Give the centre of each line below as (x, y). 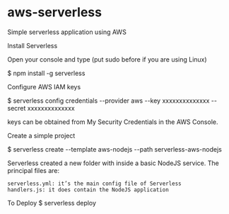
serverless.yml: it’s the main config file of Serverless (94, 184)
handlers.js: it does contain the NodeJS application (88, 190)
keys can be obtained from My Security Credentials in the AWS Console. (113, 122)
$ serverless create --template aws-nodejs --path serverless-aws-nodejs (115, 149)
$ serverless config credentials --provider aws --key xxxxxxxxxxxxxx (108, 101)
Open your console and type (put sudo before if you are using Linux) (107, 59)
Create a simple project (41, 135)
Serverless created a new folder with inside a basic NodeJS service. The (113, 163)
